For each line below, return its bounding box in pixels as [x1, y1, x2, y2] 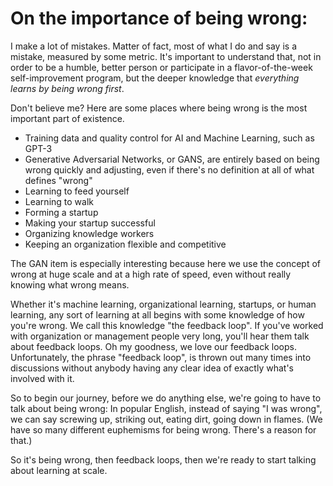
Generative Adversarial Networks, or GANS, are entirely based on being [24, 153, 320, 165]
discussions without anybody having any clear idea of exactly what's [10, 362, 294, 374]
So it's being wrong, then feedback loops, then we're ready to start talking [10, 453, 317, 466]
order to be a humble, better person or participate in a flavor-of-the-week [10, 61, 313, 73]
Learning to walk [24, 195, 94, 207]
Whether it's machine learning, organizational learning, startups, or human [10, 298, 317, 310]
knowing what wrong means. [10, 278, 130, 291]
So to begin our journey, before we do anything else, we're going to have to [10, 392, 322, 404]
